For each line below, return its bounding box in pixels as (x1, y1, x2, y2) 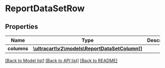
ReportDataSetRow (5, 3, 85, 14)
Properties (5, 23, 38, 31)
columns (7, 45, 28, 52)
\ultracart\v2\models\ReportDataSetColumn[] (33, 45, 142, 52)
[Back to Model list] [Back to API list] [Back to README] (5, 58, 118, 64)
